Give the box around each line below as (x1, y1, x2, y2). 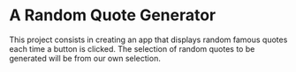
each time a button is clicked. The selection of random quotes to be (9, 43, 255, 54)
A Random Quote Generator (9, 5, 216, 25)
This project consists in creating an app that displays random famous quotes (9, 34, 288, 45)
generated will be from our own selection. (9, 53, 161, 63)
